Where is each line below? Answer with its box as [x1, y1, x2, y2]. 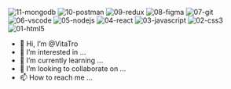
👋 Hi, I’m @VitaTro [19, 39, 79, 48]
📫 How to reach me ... [19, 73, 93, 82]
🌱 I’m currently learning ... [19, 55, 104, 65]
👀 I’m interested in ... [19, 48, 86, 56]
